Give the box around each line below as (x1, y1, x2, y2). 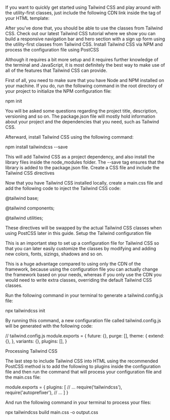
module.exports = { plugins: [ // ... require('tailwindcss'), (5, 384, 122, 390)
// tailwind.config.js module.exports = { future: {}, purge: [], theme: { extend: (5, 333, 164, 338)
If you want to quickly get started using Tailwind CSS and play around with (5, 5, 161, 10)
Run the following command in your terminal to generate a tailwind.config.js (5, 293, 163, 298)
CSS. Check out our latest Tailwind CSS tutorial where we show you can (5, 31, 156, 36)
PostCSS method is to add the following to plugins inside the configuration (5, 363, 161, 369)
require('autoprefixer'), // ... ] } (5, 389, 69, 396)
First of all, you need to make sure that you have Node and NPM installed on (5, 77, 164, 83)
